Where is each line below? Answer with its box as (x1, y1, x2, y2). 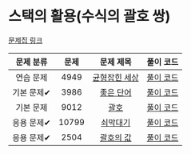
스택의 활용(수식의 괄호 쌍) (8, 7, 171, 26)
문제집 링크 (8, 35, 43, 45)
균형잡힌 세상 (92, 71, 140, 83)
